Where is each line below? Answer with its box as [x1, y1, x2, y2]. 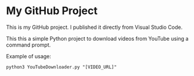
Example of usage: [6, 52, 52, 60]
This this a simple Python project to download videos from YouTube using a [6, 35, 189, 42]
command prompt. [6, 41, 51, 48]
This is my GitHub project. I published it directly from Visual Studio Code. [6, 24, 183, 31]
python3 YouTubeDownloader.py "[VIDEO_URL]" [6, 64, 117, 70]
